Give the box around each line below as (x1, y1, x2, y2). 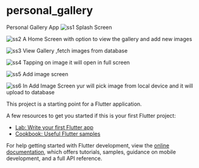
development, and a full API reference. (6, 155, 103, 162)
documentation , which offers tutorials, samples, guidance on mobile (6, 148, 176, 155)
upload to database (6, 88, 55, 95)
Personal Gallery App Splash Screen (6, 24, 112, 31)
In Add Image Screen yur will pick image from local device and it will (22, 82, 193, 89)
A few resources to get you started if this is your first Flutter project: (6, 112, 176, 119)
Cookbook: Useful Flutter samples (15, 130, 101, 137)
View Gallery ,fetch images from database (22, 47, 128, 54)
